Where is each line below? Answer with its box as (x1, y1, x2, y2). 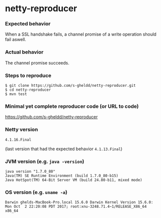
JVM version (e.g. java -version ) (5, 158, 84, 165)
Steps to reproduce (5, 72, 52, 79)
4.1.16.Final (5, 137, 32, 142)
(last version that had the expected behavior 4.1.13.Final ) (5, 146, 123, 152)
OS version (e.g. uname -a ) (5, 189, 68, 196)
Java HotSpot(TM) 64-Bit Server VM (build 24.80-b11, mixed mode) (5, 178, 143, 182)
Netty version (5, 126, 38, 133)
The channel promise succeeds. (5, 59, 70, 66)
